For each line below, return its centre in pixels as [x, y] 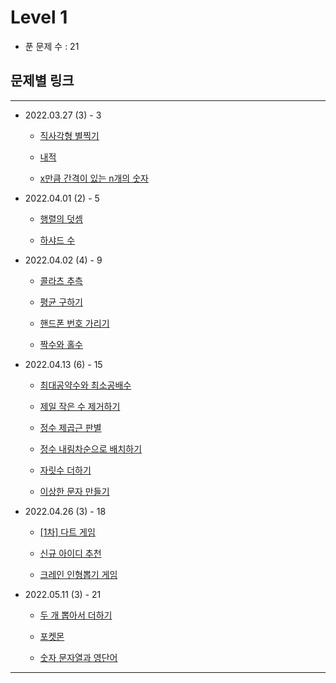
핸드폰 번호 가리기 [74, 323]
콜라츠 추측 [61, 280]
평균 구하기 [61, 302]
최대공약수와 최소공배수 [85, 385]
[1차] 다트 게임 [67, 532]
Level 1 [39, 17]
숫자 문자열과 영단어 [78, 657]
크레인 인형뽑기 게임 [78, 574]
